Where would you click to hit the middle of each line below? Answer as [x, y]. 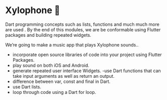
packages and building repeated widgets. [48, 35]
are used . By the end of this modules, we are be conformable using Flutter [83, 29]
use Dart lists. [27, 87]
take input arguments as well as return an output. [64, 76]
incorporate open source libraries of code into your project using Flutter [87, 55]
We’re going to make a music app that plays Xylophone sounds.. [72, 44]
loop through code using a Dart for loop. [54, 92]
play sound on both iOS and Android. [51, 65]
